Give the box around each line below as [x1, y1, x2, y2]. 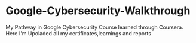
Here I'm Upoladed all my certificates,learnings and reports [5, 29, 152, 37]
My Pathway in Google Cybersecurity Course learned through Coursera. [5, 24, 183, 31]
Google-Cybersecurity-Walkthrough [5, 4, 191, 18]
